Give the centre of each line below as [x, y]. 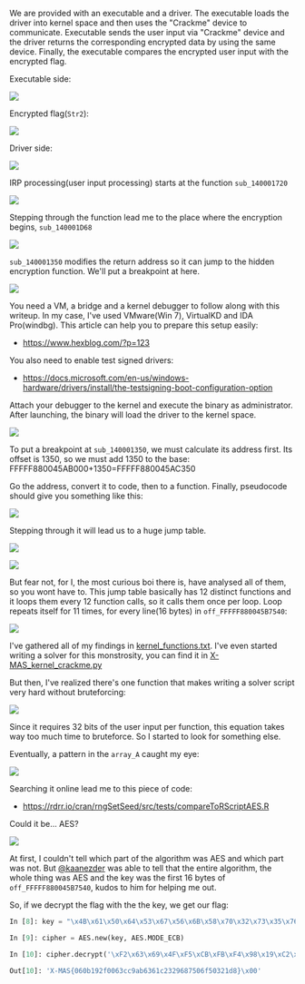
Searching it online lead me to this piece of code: [101, 788]
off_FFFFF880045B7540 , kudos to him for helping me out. [113, 887]
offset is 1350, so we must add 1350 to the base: [100, 459]
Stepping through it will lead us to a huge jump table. [108, 531]
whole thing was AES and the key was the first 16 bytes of [118, 878]
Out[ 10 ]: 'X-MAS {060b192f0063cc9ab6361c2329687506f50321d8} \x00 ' [135, 970]
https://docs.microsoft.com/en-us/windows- [106, 378]
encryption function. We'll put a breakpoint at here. [105, 271]
